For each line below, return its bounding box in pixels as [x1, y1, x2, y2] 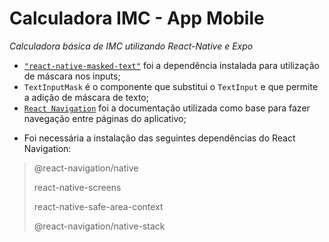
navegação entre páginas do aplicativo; [23, 112, 187, 124]
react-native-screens [33, 181, 122, 193]
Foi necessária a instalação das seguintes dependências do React [23, 132, 296, 144]
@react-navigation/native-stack [33, 220, 166, 232]
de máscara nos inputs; [23, 70, 121, 82]
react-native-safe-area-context [33, 200, 164, 212]
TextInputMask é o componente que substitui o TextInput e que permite [23, 80, 319, 92]
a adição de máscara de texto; [23, 91, 149, 103]
